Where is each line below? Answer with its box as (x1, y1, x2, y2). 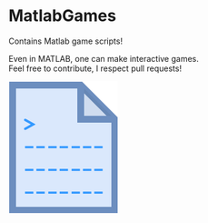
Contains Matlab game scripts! (8, 35, 124, 46)
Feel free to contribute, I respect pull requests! (8, 63, 183, 74)
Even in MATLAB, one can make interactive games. (8, 53, 199, 64)
